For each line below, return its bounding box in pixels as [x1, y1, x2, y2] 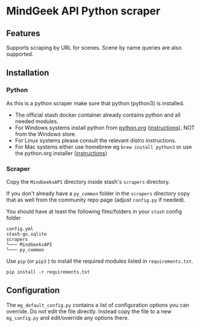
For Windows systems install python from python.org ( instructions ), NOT [14, 124, 196, 131]
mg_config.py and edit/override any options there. [6, 314, 129, 321]
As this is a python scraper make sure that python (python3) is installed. [6, 99, 185, 106]
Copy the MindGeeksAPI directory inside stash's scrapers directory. [6, 178, 170, 185]
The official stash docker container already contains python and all [14, 111, 181, 118]
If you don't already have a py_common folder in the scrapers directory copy [6, 189, 190, 197]
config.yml [6, 225, 34, 232]
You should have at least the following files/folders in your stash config [6, 207, 182, 215]
